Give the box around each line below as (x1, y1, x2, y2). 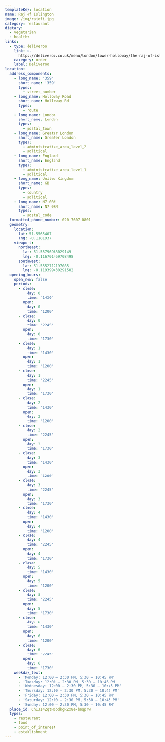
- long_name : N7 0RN (14, 199, 56, 204)
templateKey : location (5, 7, 52, 12)
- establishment (14, 730, 48, 735)
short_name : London (18, 117, 58, 122)
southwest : (18, 259, 41, 264)
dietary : (5, 26, 23, 30)
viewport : (14, 240, 34, 245)
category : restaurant (5, 21, 50, 26)
